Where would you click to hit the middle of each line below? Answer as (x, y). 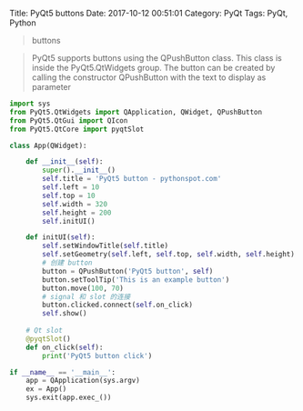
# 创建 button (67, 263)
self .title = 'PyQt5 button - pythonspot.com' (132, 179)
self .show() (65, 314)
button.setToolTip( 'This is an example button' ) (136, 280)
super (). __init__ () (79, 170)
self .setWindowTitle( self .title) (106, 246)
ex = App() (46, 389)
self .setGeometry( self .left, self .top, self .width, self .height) (169, 255)
